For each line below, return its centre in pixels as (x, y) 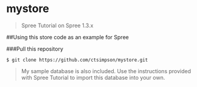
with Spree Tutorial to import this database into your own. (93, 77)
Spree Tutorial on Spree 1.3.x (57, 25)
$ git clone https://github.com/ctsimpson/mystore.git (77, 60)
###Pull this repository (35, 49)
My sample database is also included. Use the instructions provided (106, 71)
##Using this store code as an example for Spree (67, 37)
